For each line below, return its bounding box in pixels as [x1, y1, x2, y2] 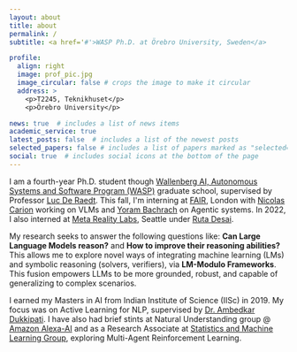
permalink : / [9, 29, 57, 38]
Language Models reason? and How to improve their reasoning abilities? [9, 240, 281, 250]
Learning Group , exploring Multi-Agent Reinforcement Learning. [9, 333, 242, 343]
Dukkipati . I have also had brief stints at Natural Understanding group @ [9, 313, 271, 324]
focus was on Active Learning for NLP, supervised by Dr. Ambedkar [9, 304, 255, 315]
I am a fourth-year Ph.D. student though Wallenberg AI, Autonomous [9, 176, 258, 187]
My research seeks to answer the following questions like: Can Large [9, 231, 261, 241]
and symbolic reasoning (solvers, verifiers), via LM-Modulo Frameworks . [9, 258, 277, 270]
